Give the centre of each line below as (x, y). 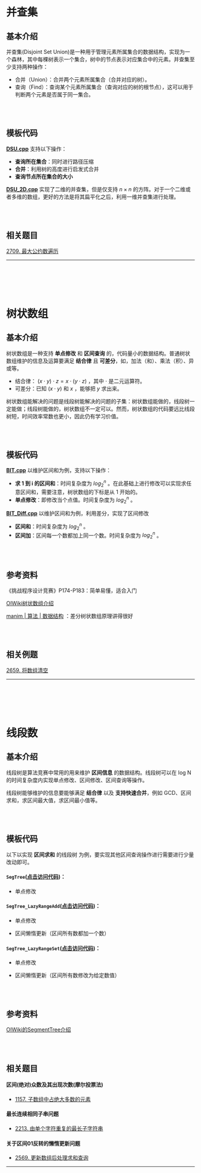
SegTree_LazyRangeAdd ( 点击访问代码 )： (53, 906)
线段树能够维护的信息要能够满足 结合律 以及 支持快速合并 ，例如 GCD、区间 (99, 792)
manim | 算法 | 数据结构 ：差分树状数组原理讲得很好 (70, 616)
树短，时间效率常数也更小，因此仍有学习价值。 (64, 416)
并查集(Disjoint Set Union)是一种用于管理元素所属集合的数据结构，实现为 (96, 52)
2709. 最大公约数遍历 (32, 251)
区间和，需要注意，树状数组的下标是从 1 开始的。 (80, 491)
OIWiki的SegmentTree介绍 (39, 1030)
